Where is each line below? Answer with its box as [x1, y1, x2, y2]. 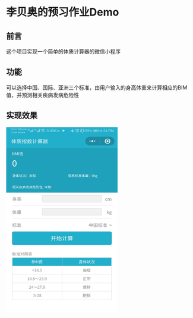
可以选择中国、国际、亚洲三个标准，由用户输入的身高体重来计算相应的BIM [6, 84, 188, 91]
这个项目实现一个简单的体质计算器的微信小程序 [6, 48, 121, 55]
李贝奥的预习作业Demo [6, 5, 119, 19]
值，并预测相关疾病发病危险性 [6, 91, 79, 98]
